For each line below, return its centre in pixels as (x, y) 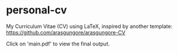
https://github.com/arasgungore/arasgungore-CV (66, 32)
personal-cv (37, 10)
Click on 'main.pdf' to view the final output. (58, 44)
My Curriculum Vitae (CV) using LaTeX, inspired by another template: (89, 26)
